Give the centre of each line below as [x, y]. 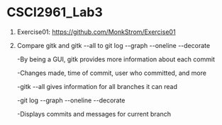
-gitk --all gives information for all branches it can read [97, 86]
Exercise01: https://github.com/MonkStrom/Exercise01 [96, 32]
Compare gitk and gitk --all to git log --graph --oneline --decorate [113, 45]
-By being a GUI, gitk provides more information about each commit [116, 59]
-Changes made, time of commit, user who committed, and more [112, 73]
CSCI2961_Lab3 [55, 12]
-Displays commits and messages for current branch [94, 114]
